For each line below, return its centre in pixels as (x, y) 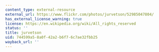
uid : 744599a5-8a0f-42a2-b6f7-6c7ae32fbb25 (52, 38)
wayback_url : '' (22, 42)
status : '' (17, 28)
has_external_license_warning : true (44, 19)
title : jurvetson (23, 33)
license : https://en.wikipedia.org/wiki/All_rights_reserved (71, 24)
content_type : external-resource (40, 10)
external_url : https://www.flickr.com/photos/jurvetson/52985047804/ (80, 14)
